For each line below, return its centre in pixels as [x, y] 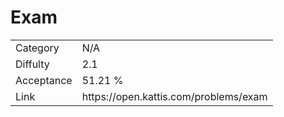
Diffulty [32, 64]
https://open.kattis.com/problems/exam [174, 96]
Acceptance [44, 80]
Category [37, 48]
